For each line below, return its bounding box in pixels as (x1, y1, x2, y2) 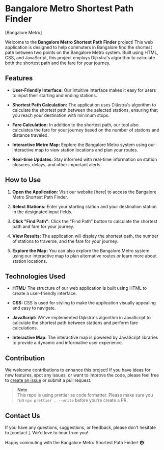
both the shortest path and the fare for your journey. (5, 60, 110, 66)
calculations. (12, 325, 38, 331)
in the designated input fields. (12, 209, 73, 215)
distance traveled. (12, 132, 49, 138)
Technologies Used (5, 272, 65, 280)
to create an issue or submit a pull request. (5, 377, 92, 383)
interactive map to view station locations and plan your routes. (12, 147, 138, 152)
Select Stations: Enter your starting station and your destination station (12, 203, 157, 209)
